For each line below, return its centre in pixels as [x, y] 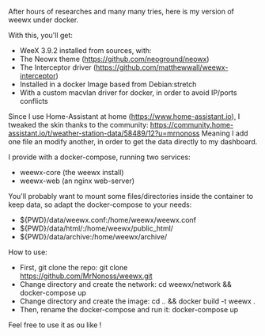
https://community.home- [192, 125]
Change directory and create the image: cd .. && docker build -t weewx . [137, 301]
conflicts [34, 101]
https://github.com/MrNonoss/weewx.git [86, 276]
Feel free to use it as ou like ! [55, 325]
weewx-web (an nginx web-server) [77, 181]
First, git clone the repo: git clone [74, 267]
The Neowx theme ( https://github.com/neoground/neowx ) [114, 59]
